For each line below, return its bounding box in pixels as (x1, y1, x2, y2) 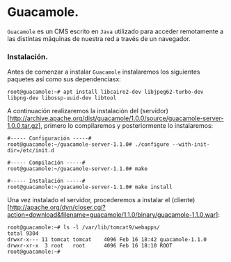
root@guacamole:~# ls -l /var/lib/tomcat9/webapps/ (7, 224, 160, 231)
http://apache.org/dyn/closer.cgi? (9, 203, 106, 212)
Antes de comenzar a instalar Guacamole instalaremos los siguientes (7, 67, 200, 76)
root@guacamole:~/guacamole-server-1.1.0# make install (7, 183, 173, 191)
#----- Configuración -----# (7, 135, 92, 142)
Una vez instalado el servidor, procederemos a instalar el (7, 196, 170, 204)
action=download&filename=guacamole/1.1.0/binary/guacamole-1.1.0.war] (7, 211, 218, 219)
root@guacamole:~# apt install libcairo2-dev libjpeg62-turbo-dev (7, 88, 204, 96)
